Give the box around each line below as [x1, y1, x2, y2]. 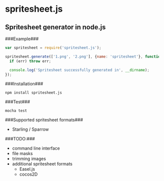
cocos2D [19, 171, 38, 177]
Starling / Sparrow [12, 126, 49, 133]
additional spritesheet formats [12, 161, 73, 167]
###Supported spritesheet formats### [5, 117, 83, 123]
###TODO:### [5, 136, 35, 142]
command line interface [12, 145, 60, 151]
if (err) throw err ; [9, 59, 51, 64]
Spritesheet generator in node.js [5, 23, 106, 31]
